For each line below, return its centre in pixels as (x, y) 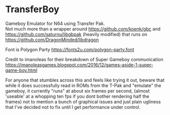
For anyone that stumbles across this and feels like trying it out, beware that (85, 80)
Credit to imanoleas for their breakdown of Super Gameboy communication (84, 59)
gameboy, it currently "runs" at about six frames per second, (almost (78, 91)
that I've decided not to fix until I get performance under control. (73, 107)
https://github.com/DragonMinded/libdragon (52, 40)
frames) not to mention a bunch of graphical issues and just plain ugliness (83, 102)
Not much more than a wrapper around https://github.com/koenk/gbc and (83, 28)
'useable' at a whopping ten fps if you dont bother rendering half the (77, 96)
